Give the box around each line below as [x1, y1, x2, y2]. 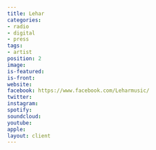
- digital [7, 29, 36, 37]
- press [7, 36, 30, 43]
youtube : [7, 119, 32, 126]
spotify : [7, 106, 32, 113]
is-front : [7, 74, 36, 82]
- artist [7, 49, 32, 56]
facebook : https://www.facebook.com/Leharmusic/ [7, 87, 150, 94]
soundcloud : [7, 113, 41, 120]
